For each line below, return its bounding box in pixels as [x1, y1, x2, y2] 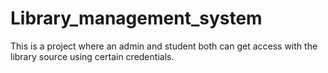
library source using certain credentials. [10, 50, 175, 62]
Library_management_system [10, 7, 263, 30]
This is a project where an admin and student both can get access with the [10, 40, 318, 52]
